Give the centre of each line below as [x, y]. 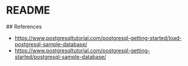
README [28, 10]
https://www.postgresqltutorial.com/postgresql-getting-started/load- [98, 38]
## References [24, 27]
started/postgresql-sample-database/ [60, 57]
